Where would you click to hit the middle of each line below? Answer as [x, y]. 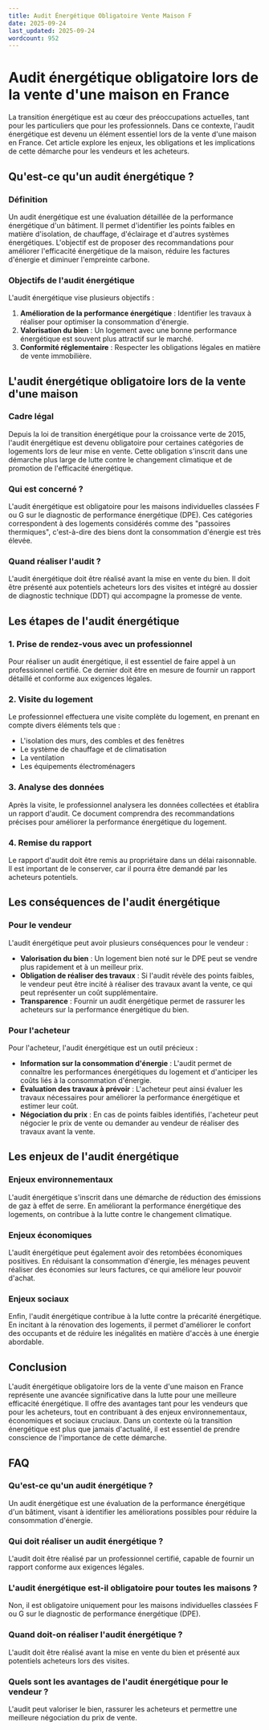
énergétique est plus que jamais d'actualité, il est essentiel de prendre [124, 1429]
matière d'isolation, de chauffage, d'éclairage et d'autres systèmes [119, 234]
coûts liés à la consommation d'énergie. [86, 1081]
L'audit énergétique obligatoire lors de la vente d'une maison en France [126, 1386]
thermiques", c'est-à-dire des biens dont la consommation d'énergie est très [135, 532]
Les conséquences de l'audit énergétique [114, 903]
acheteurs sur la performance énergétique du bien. [104, 1009]
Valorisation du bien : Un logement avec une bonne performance [128, 331]
